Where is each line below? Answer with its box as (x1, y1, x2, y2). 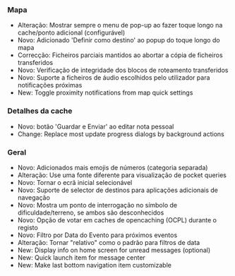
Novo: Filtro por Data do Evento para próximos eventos (17, 231, 178, 239)
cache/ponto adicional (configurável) (17, 28, 126, 37)
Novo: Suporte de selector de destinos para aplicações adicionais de (17, 186, 219, 194)
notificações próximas (17, 81, 83, 90)
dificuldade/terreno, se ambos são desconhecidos (17, 208, 164, 217)
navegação (17, 193, 51, 202)
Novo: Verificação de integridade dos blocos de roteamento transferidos (17, 66, 229, 75)
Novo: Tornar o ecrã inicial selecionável (17, 178, 133, 186)
